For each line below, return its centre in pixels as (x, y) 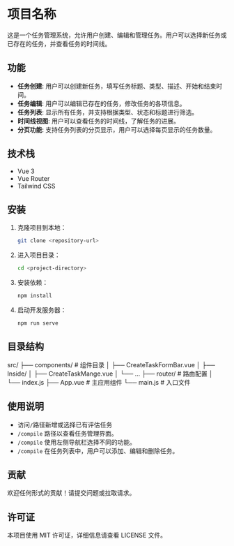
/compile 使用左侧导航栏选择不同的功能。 (77, 442)
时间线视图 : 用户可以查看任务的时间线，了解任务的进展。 (98, 121)
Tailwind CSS (36, 186)
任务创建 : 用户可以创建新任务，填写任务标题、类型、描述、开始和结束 (117, 86)
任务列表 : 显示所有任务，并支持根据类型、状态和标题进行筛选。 (108, 112)
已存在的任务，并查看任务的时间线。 (59, 43)
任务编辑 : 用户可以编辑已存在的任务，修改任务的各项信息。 (101, 103)
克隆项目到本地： (42, 228)
